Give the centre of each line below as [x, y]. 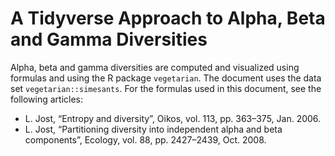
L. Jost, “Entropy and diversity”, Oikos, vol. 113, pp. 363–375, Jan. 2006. [173, 118]
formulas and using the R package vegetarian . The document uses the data [166, 78]
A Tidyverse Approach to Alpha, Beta [168, 18]
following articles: [47, 99]
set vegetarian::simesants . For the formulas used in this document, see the [166, 88]
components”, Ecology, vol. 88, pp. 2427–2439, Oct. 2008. [145, 139]
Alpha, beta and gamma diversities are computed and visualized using [155, 67]
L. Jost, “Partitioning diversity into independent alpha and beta [153, 129]
